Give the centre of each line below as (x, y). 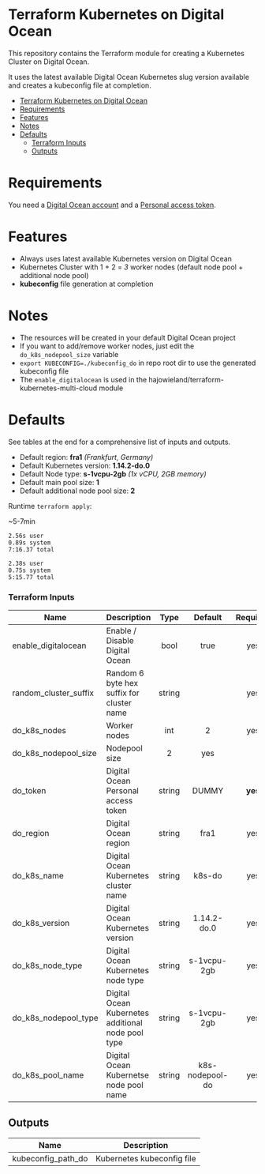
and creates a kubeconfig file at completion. (80, 85)
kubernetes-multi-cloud (58, 388)
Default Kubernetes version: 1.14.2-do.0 (85, 465)
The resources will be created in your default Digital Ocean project (128, 337)
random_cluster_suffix (53, 693)
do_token (29, 790)
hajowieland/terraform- (187, 379)
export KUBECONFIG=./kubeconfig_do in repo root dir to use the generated (138, 363)
